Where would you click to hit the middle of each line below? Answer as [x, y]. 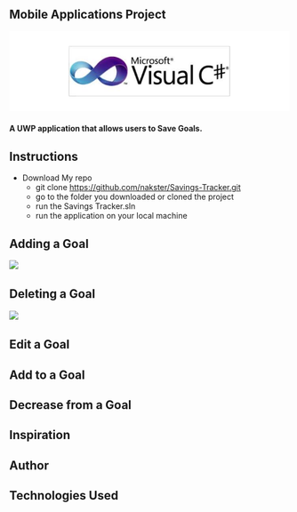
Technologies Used [64, 496]
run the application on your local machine [112, 216]
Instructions [44, 156]
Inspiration [40, 435]
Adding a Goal [49, 244]
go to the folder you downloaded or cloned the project [134, 197]
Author [29, 465]
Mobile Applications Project [88, 15]
